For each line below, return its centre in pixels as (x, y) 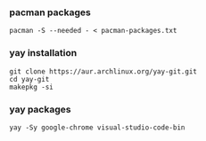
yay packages (40, 109)
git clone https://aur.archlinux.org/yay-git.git (103, 71)
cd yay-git (29, 79)
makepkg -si (31, 87)
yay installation (43, 53)
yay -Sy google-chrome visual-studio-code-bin (97, 127)
